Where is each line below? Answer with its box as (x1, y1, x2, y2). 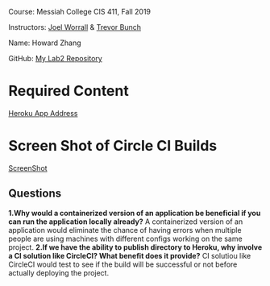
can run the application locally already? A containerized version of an (8, 217, 243, 226)
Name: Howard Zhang (8, 38, 82, 48)
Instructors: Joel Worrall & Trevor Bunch (8, 23, 142, 31)
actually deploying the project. (8, 267, 110, 277)
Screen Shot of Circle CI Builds (8, 137, 218, 155)
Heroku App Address (8, 108, 78, 118)
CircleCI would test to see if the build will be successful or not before (8, 259, 238, 269)
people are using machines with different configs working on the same (8, 234, 243, 243)
